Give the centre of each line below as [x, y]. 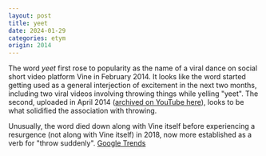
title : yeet [28, 23]
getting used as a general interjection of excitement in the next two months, [133, 86]
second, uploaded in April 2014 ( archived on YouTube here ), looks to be [126, 102]
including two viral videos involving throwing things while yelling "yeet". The [133, 94]
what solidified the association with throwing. [83, 111]
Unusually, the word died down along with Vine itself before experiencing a [132, 126]
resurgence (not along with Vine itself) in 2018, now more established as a [130, 135]
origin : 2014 [30, 46]
